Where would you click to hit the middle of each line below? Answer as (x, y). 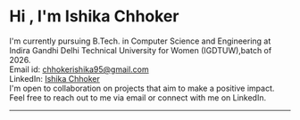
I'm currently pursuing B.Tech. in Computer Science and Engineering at (140, 41)
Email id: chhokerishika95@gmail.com (79, 69)
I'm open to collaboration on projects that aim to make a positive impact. (142, 88)
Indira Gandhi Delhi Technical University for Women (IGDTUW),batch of (141, 50)
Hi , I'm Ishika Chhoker (94, 16)
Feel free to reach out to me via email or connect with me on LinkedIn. (137, 97)
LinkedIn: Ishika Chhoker (54, 78)
